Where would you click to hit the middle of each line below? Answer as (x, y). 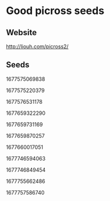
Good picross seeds (55, 11)
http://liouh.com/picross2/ (37, 46)
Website (21, 33)
